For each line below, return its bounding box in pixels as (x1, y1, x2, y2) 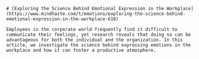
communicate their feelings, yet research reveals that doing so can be (6, 32, 191, 38)
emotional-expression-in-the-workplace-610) (6, 16, 119, 22)
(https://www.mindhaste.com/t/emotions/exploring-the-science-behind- (6, 11, 186, 17)
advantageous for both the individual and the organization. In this (6, 37, 183, 43)
